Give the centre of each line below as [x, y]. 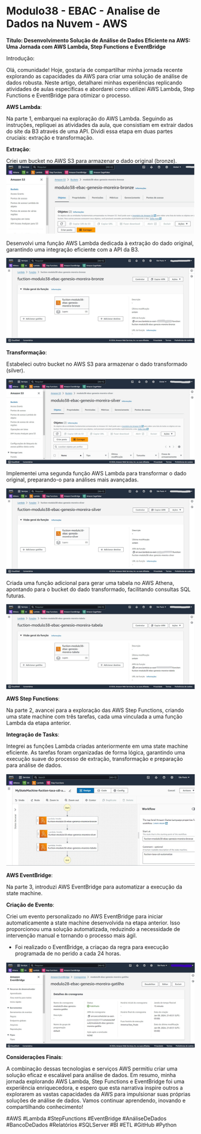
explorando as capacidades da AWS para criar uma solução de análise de [97, 76]
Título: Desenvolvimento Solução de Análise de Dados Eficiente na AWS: [98, 40]
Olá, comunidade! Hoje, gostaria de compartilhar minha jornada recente [95, 69]
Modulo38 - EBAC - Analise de [83, 11]
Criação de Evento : [31, 905]
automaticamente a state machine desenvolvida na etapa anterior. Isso [93, 923]
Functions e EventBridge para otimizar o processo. [68, 95]
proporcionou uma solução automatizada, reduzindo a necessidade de [93, 929]
